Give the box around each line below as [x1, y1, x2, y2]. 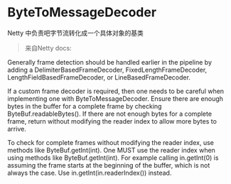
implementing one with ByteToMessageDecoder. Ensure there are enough [7, 94, 224, 103]
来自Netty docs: [24, 43, 72, 52]
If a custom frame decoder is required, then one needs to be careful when [7, 87, 225, 95]
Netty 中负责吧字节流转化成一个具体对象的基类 [7, 28, 144, 37]
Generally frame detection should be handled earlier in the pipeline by [7, 58, 212, 66]
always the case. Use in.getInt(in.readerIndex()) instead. [7, 168, 172, 177]
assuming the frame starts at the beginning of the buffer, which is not [7, 161, 210, 169]
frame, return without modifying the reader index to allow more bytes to [7, 117, 217, 125]
